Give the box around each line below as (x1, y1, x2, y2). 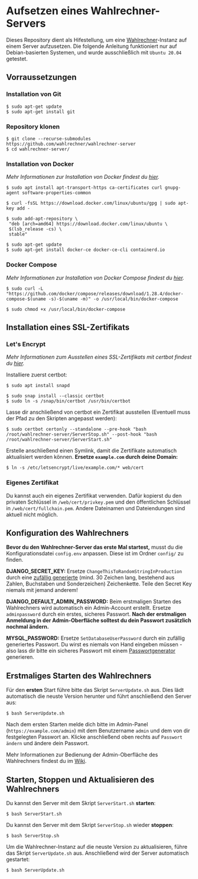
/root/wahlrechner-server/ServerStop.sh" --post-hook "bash (6, 432, 158, 437)
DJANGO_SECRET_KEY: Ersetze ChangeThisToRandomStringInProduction (6, 568, 182, 575)
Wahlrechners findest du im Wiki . (6, 758, 87, 765)
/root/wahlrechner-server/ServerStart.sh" (6, 437, 112, 443)
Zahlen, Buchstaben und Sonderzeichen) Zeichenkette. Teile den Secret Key (6, 580, 192, 587)
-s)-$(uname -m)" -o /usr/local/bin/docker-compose (48, 296, 178, 302)
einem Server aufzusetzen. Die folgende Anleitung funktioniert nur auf (6, 43, 177, 50)
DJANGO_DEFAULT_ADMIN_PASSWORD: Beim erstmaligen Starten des (6, 598, 181, 605)
